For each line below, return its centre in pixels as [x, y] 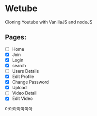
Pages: [16, 37]
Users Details [25, 71]
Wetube [21, 9]
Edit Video [22, 98]
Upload [19, 88]
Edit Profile [23, 77]
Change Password [30, 82]
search [19, 65]
